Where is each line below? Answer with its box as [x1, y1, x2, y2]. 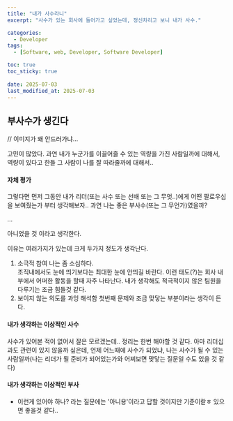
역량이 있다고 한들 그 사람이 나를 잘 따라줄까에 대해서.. [7, 158, 154, 167]
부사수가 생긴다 [7, 115, 69, 126]
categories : [7, 29, 42, 36]
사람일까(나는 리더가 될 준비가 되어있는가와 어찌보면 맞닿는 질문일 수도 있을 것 [7, 354, 218, 363]
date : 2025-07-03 [7, 81, 58, 88]
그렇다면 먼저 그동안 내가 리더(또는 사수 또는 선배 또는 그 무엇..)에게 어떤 [7, 193, 202, 201]
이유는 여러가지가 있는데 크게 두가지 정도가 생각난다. [7, 244, 148, 253]
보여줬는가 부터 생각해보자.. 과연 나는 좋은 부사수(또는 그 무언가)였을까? [14, 201, 208, 209]
